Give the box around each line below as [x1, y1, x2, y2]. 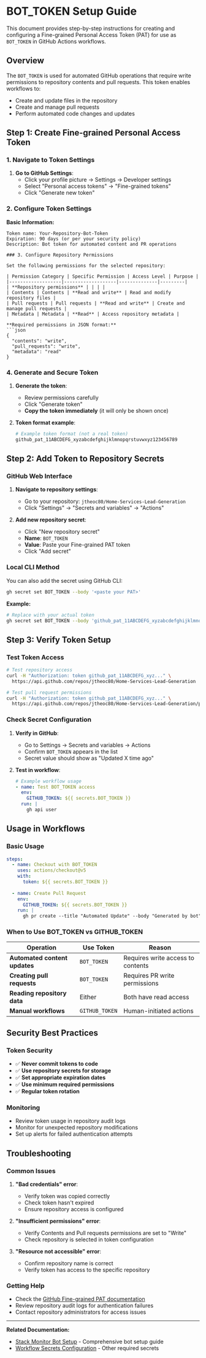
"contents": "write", [12, 338, 67, 344]
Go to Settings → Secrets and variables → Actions [24, 741, 151, 749]
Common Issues [6, 1166, 56, 1175]
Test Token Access [6, 653, 64, 661]
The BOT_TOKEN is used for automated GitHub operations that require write [6, 72, 191, 79]
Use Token [82, 943, 115, 952]
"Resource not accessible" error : [15, 1248, 101, 1255]
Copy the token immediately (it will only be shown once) [24, 407, 169, 415]
